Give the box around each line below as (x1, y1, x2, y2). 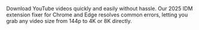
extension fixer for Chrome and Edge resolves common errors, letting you (6, 11, 188, 18)
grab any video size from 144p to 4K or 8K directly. (6, 18, 132, 24)
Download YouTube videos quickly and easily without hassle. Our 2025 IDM (6, 5, 193, 12)
